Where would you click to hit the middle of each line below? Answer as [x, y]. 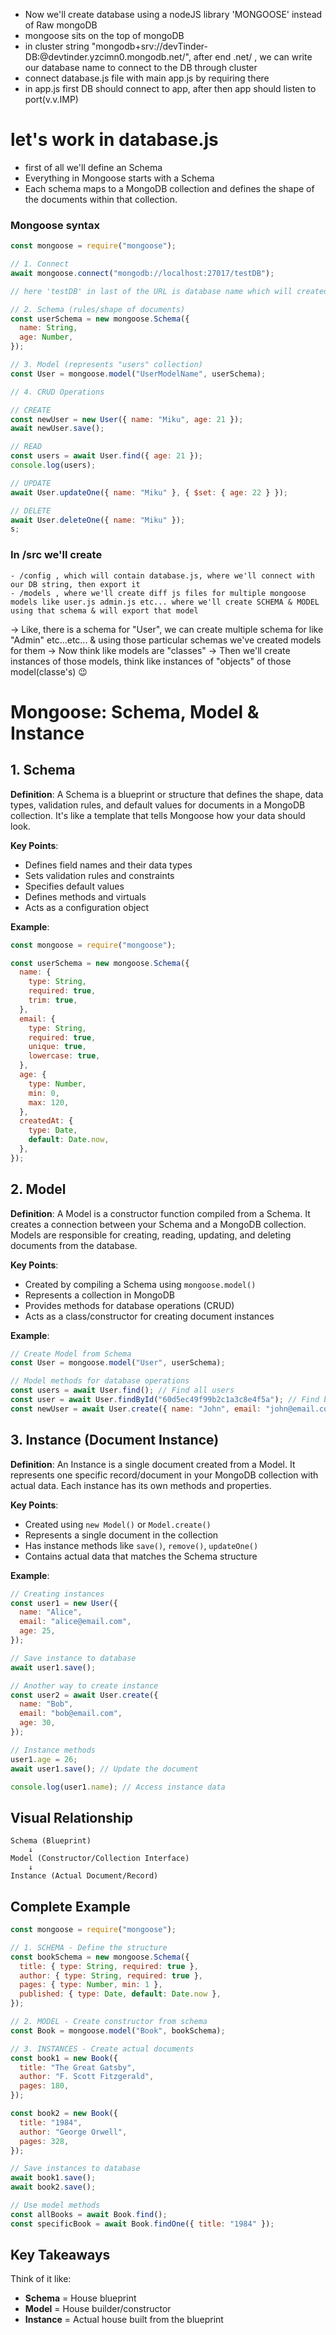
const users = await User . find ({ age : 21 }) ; [106, 456]
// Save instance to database [73, 1658]
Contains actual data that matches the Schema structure [141, 1556]
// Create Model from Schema [71, 1354]
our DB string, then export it [75, 584]
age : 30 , [37, 1723]
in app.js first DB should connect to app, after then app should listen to [170, 88]
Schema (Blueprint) [51, 1841]
